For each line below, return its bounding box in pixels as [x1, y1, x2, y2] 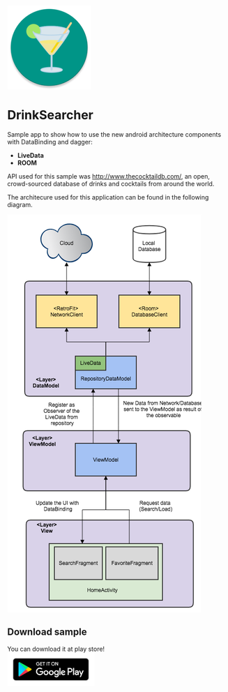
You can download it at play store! [7, 645, 105, 653]
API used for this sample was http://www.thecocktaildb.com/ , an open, [7, 172, 211, 180]
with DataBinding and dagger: [7, 137, 93, 146]
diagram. [7, 200, 33, 209]
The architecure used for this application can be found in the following [7, 193, 209, 201]
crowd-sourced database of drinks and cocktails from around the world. [7, 179, 215, 188]
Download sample [7, 626, 87, 638]
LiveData [17, 151, 44, 159]
